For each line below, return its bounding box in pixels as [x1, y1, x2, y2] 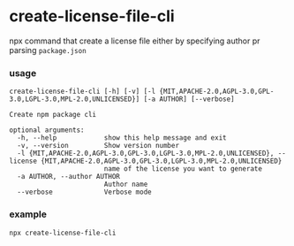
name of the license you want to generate [103, 165, 263, 173]
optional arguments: [9, 126, 86, 135]
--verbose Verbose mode [17, 188, 152, 196]
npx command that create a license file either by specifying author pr [9, 35, 260, 46]
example [9, 208, 47, 220]
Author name [103, 180, 148, 189]
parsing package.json [9, 44, 87, 55]
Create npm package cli [9, 111, 97, 119]
